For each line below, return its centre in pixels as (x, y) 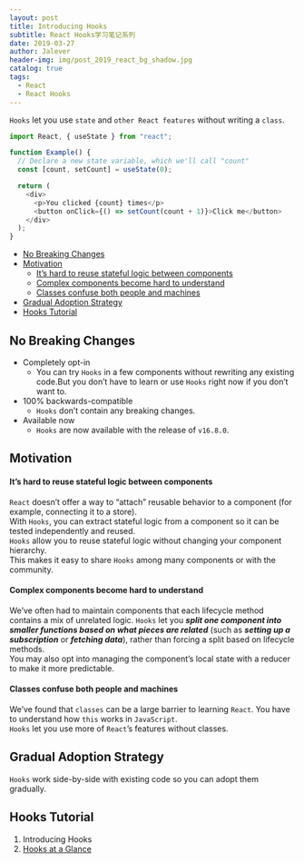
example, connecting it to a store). (74, 511)
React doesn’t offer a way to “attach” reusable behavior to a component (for (151, 501)
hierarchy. (28, 550)
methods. (27, 649)
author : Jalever (40, 52)
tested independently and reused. (73, 531)
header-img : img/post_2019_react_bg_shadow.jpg (101, 60)
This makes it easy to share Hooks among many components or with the (143, 560)
